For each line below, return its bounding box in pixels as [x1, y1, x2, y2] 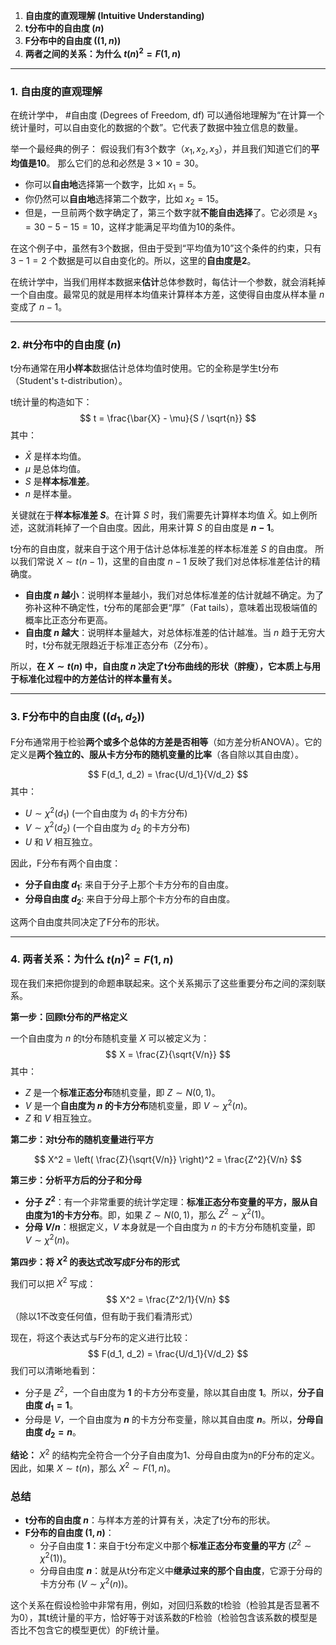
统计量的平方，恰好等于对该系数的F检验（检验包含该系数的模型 [49, 1612, 309, 1624]
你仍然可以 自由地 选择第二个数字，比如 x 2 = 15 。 [24, 192, 225, 207]
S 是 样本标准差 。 [24, 475, 95, 488]
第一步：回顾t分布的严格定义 [10, 1011, 128, 1023]
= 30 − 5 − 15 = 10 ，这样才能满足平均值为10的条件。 [24, 221, 241, 233]
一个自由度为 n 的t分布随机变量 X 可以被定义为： [10, 1032, 210, 1044]
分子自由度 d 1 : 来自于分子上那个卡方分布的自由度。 [24, 878, 234, 893]
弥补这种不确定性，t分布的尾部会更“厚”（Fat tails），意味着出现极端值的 [24, 602, 318, 614]
